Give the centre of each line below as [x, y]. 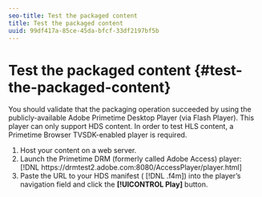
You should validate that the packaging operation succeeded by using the [130, 110]
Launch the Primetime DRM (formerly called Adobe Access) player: [131, 159]
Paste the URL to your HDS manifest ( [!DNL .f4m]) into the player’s [130, 176]
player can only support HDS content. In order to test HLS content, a [121, 127]
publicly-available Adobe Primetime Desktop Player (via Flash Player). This [131, 118]
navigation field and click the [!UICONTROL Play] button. [114, 184]
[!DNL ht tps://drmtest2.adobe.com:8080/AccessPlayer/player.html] [131, 167]
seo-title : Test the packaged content [73, 16]
